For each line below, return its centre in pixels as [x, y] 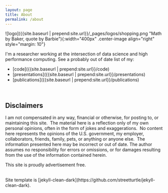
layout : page [19, 10]
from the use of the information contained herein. [56, 155]
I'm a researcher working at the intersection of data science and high [76, 54]
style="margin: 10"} [25, 44]
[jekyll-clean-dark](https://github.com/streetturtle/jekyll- [97, 180]
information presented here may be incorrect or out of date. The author [79, 145]
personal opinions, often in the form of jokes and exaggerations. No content [84, 128]
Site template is [21, 180]
